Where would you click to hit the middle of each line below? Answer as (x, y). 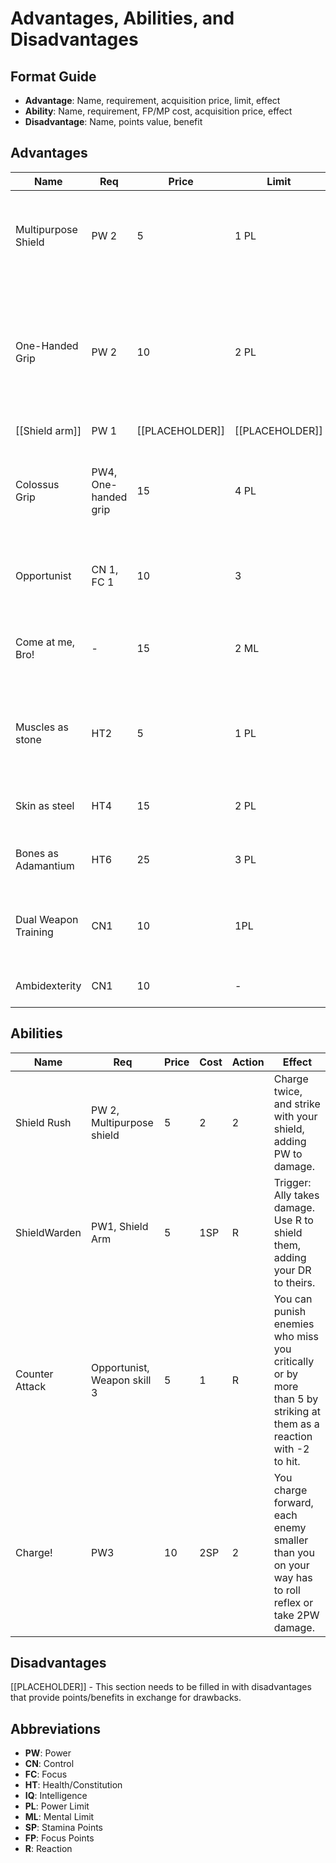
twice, (288, 1091)
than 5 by (296, 1399)
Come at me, (45, 642)
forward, (293, 1502)
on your (291, 1565)
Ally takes (296, 1195)
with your (295, 1116)
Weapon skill (121, 1380)
